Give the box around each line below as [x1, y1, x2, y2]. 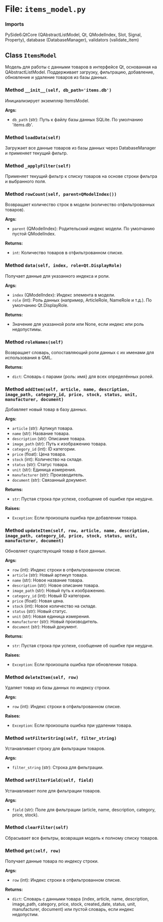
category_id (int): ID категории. [12, 446, 76, 452]
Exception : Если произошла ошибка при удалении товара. [12, 722, 132, 728]
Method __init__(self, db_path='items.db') [5, 87, 112, 94]
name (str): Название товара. [12, 431, 70, 436]
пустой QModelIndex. [12, 231, 56, 237]
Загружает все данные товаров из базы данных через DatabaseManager [5, 145, 156, 151]
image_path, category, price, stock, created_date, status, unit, [12, 901, 136, 907]
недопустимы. [12, 326, 42, 332]
